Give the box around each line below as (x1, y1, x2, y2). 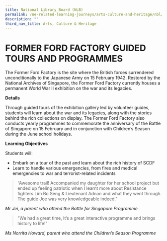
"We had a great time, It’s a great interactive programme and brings (17, 215, 156, 221)
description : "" (5, 16, 39, 21)
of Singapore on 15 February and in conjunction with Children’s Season (5, 126, 150, 132)
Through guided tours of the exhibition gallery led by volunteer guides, (5, 105, 150, 111)
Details (5, 95, 20, 101)
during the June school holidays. (5, 131, 72, 137)
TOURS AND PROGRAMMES (5, 53, 123, 65)
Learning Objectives (5, 141, 48, 147)
